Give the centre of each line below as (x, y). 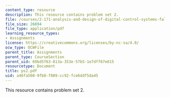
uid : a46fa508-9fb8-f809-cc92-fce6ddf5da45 (52, 76)
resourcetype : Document (30, 66)
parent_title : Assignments (34, 52)
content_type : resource (30, 10)
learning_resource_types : (32, 33)
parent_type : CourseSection (35, 57)
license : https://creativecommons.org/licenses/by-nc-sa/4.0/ (72, 43)
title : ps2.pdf (21, 71)
